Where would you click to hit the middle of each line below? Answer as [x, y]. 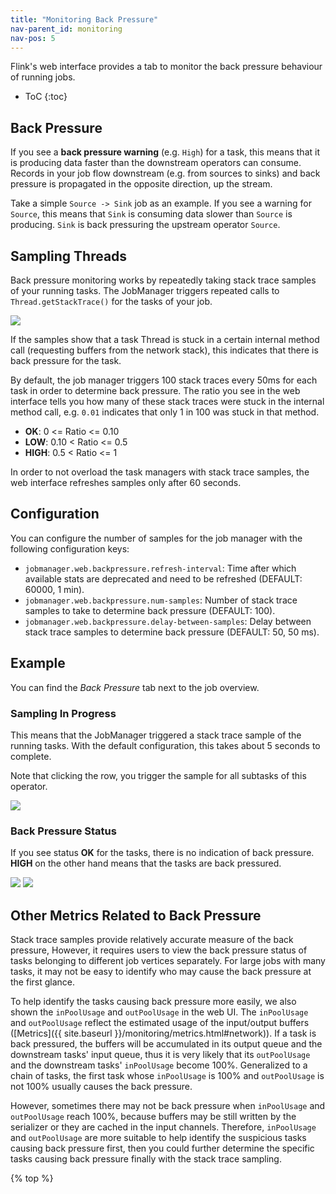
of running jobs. [43, 77]
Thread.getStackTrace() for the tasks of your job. [111, 301]
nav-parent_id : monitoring [66, 29]
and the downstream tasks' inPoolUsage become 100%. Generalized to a [159, 1065]
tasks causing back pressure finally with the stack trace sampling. [146, 1159]
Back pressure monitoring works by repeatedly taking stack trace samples [163, 280]
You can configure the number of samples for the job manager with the [156, 538]
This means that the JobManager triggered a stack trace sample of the [156, 735]
